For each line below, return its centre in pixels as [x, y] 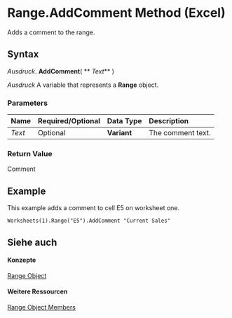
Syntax [23, 54]
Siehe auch [32, 242]
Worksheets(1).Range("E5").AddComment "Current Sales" [89, 221]
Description [169, 121]
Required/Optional [69, 121]
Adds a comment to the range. [51, 32]
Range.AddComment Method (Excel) [116, 13]
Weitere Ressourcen [37, 291]
